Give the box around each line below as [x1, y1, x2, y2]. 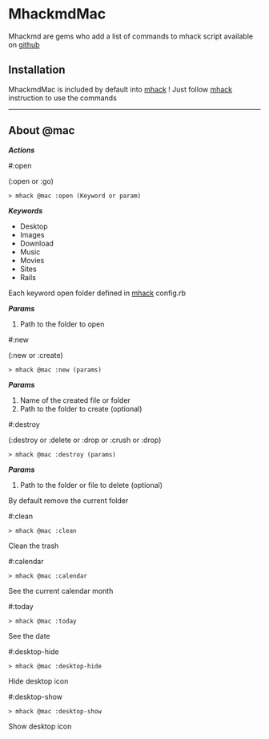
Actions [8, 145, 35, 155]
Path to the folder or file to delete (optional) [19, 480, 163, 489]
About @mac [8, 124, 75, 137]
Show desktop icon [8, 721, 72, 731]
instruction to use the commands [8, 93, 118, 103]
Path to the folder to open [19, 319, 105, 329]
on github [8, 39, 40, 49]
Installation [8, 63, 66, 77]
